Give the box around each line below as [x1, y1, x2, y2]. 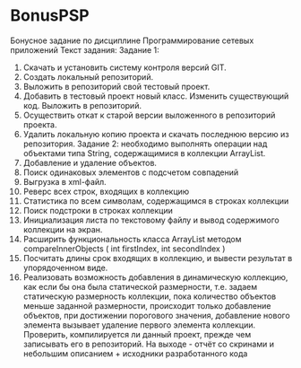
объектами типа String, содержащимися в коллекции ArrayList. [22, 147, 266, 158]
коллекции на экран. [22, 223, 103, 234]
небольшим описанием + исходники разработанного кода [22, 347, 248, 359]
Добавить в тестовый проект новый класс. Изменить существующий [22, 91, 289, 101]
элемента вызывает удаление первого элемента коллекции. [22, 320, 256, 330]
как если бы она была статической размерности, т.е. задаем [22, 281, 258, 292]
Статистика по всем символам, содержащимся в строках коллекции [22, 195, 289, 206]
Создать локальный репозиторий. [22, 71, 154, 82]
